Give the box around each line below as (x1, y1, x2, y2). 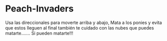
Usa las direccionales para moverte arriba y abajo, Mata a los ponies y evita (5, 19, 162, 25)
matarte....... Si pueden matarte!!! (5, 30, 73, 36)
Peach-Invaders (5, 3, 74, 14)
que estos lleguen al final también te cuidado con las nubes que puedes (5, 24, 154, 30)
